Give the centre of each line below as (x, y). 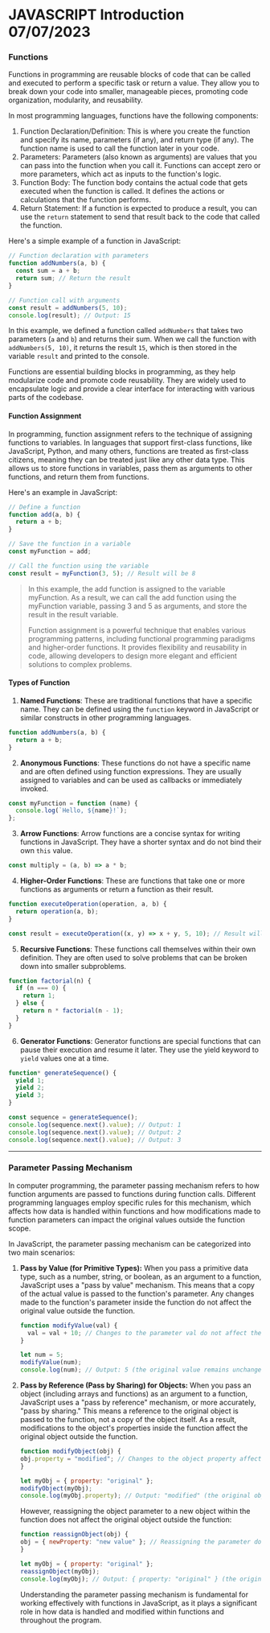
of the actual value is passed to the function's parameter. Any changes (137, 1293)
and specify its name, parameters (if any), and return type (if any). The (137, 140)
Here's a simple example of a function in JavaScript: (95, 241)
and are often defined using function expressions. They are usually (131, 771)
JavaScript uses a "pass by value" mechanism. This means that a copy (137, 1285)
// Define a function (45, 507)
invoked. (34, 788)
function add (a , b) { (45, 514)
